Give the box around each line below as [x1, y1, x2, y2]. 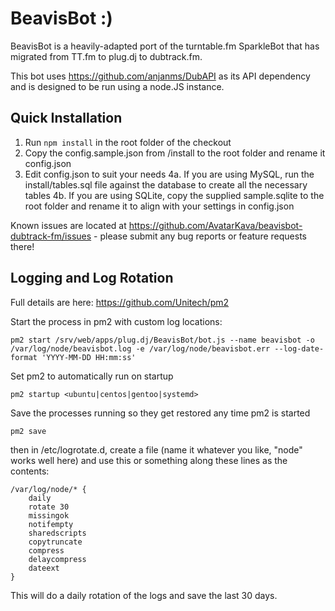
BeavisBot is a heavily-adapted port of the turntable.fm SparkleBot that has [10, 40, 320, 52]
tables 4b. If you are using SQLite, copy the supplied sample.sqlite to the [24, 189, 325, 201]
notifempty [28, 519, 74, 529]
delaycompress [28, 554, 87, 564]
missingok [28, 510, 70, 521]
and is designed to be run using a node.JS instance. [10, 80, 225, 92]
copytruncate [28, 537, 83, 547]
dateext [28, 563, 60, 573]
